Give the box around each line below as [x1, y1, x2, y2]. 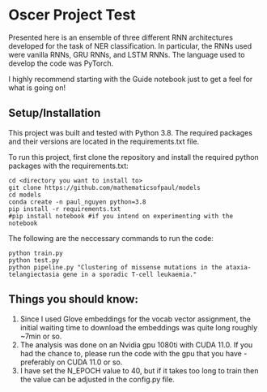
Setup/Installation [8, 106, 101, 120]
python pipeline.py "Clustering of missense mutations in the [8, 263, 222, 271]
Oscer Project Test [8, 6, 136, 24]
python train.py [8, 249, 63, 257]
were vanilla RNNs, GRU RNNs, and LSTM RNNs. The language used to [8, 50, 245, 59]
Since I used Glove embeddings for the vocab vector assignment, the [19, 314, 251, 324]
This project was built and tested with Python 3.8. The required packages [8, 127, 253, 137]
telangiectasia [8, 270, 60, 278]
